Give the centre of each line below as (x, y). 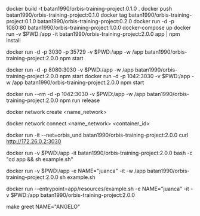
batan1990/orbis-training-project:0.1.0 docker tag (67, 15)
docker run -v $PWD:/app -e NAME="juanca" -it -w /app (76, 171)
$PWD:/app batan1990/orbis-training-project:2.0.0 (73, 195)
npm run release (80, 100)
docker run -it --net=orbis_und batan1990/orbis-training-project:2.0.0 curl (97, 135)
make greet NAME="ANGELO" (43, 206)
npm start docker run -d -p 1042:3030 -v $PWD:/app (125, 76)
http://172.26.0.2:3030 (34, 141)
